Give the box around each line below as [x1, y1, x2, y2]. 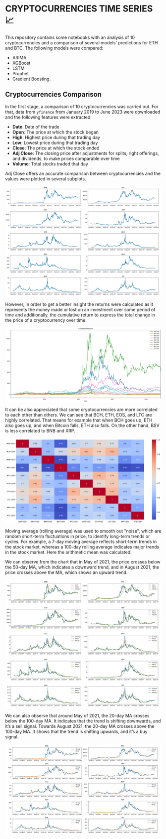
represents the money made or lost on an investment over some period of [5, 307, 156, 313]
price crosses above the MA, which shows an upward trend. [5, 569, 128, 575]
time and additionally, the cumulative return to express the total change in [5, 312, 155, 318]
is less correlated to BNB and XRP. [5, 428, 75, 434]
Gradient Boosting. [12, 76, 51, 82]
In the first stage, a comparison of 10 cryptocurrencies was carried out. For [5, 103, 159, 110]
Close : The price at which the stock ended [12, 145, 100, 151]
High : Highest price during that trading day [12, 134, 101, 140]
